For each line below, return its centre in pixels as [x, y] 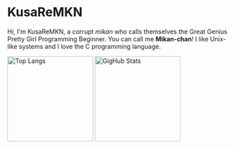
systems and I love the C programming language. [90, 46]
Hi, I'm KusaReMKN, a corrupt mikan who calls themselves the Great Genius [117, 31]
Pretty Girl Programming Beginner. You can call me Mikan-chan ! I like [108, 38]
